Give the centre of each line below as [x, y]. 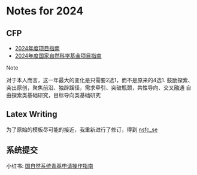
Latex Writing [32, 114]
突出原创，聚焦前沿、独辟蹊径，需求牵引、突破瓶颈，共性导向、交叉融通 [95, 87]
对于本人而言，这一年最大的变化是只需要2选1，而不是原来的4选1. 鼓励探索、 [100, 80]
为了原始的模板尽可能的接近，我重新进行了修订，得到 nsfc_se [82, 129]
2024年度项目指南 [37, 48]
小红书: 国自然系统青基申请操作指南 [50, 165]
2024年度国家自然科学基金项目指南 [58, 56]
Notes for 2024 [45, 11]
